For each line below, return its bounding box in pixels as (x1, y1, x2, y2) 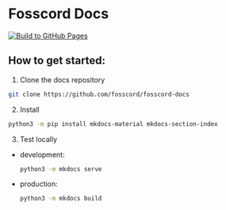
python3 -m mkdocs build (19, 195, 102, 203)
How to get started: (8, 54, 105, 67)
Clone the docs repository (19, 74, 105, 84)
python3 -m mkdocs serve (19, 165, 102, 173)
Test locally (19, 134, 58, 143)
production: (19, 179, 58, 189)
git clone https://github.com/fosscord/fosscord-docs (8, 90, 190, 98)
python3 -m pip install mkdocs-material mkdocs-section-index (8, 120, 218, 128)
